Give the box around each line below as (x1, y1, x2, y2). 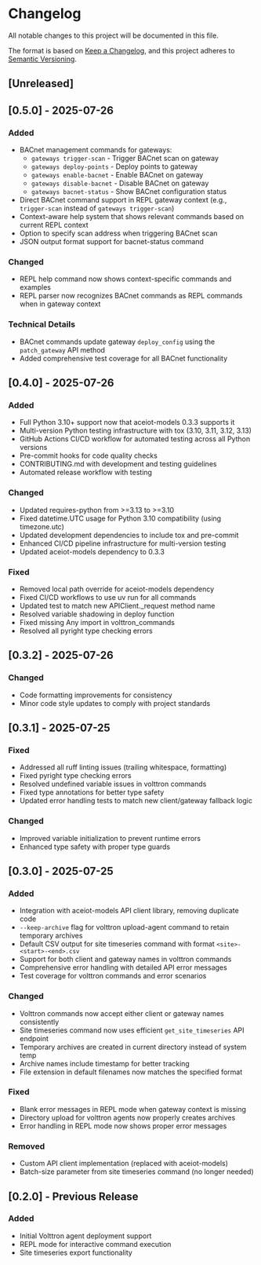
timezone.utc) (19, 521, 65, 531)
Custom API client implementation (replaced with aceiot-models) (19, 1159, 229, 1168)
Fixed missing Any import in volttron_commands (19, 617, 175, 627)
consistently (19, 1017, 60, 1026)
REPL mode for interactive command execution (19, 1239, 172, 1249)
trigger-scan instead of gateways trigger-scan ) (19, 203, 175, 213)
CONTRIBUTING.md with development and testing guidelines (19, 459, 217, 469)
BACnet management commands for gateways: (19, 145, 172, 155)
